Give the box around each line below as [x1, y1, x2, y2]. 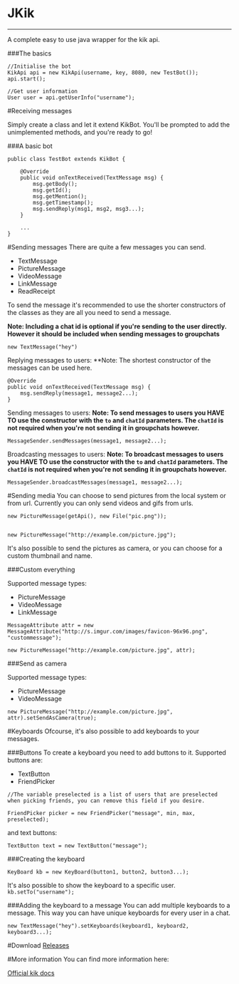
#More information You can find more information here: [7, 955, 169, 963]
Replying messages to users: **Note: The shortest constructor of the [7, 356, 211, 364]
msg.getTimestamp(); [33, 199, 94, 206]
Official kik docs [7, 968, 55, 977]
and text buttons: [7, 828, 58, 837]
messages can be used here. [7, 363, 92, 372]
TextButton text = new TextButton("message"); [7, 842, 148, 849]
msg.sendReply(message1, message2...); [20, 390, 139, 397]
